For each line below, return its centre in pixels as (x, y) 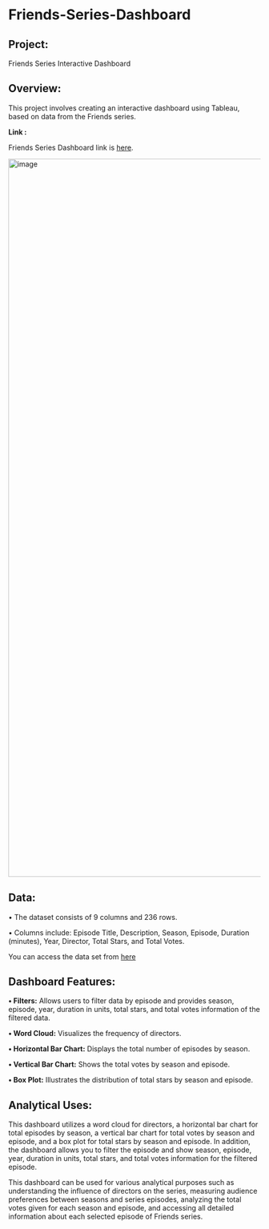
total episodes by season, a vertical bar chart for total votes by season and (131, 1133)
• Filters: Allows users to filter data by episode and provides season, (121, 1001)
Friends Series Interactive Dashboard (70, 63)
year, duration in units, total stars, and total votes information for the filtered (133, 1159)
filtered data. (29, 1018)
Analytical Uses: (50, 1105)
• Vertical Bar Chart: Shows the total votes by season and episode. (119, 1064)
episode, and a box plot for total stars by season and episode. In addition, (129, 1142)
